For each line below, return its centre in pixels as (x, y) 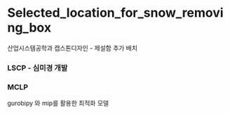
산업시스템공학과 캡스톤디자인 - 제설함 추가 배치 (73, 48)
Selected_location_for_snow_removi (115, 13)
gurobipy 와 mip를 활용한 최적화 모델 (58, 104)
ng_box (29, 28)
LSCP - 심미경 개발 (38, 68)
